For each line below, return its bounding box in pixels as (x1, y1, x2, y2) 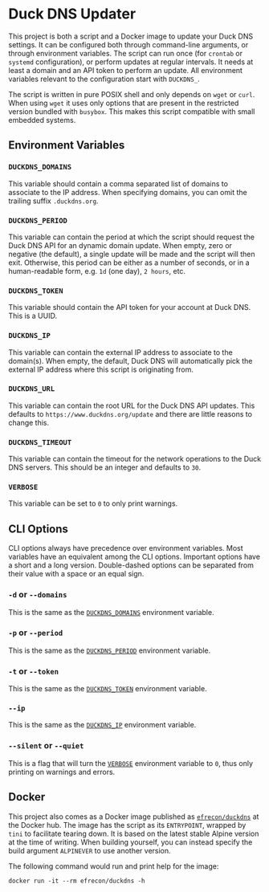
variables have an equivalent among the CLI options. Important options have (8, 552, 261, 562)
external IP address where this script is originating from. (8, 365, 194, 374)
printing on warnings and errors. (8, 767, 116, 776)
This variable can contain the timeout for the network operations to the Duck (8, 454, 262, 464)
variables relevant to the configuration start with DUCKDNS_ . (8, 74, 201, 83)
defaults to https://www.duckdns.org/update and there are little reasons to (8, 409, 253, 418)
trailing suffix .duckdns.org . (8, 196, 99, 206)
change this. (8, 417, 50, 427)
